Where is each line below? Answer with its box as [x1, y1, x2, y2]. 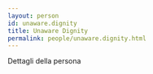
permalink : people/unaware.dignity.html [7, 34, 147, 43]
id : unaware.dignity [7, 19, 78, 27]
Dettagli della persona [7, 56, 81, 66]
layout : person [7, 11, 59, 20]
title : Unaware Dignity [7, 27, 89, 35]
